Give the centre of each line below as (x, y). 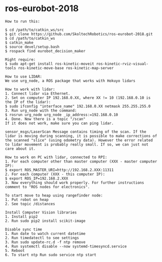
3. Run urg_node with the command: (41, 110)
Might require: (20, 59)
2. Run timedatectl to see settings (42, 238)
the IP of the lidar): (28, 102)
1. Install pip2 (21, 216)
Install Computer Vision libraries (41, 212)
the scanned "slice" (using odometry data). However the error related (79, 140)
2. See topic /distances (30, 204)
